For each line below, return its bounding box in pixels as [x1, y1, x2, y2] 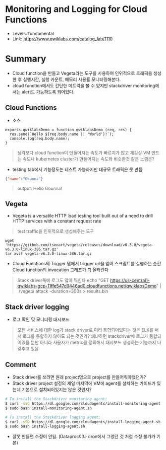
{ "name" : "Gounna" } [5, 176, 43, 181]
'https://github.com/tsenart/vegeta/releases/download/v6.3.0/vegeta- [5, 242, 154, 248]
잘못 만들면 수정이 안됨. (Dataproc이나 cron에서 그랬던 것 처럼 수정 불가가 [12, 434, 156, 440]
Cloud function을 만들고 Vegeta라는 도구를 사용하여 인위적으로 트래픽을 [12, 70, 153, 76]
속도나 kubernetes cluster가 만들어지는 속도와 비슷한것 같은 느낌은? [22, 155, 155, 162]
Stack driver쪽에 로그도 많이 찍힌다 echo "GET [17, 277, 110, 284]
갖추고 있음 [17, 346, 39, 352]
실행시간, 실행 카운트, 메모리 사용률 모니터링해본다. [23, 76, 121, 82]
